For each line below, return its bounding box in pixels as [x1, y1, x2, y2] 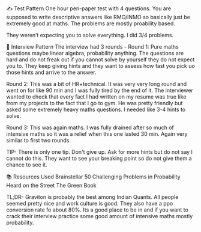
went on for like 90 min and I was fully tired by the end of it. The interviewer [6, 87, 193, 94]
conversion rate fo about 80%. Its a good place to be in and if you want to [6, 206, 189, 213]
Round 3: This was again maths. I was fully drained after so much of [6, 124, 174, 131]
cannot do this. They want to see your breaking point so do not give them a [6, 155, 192, 162]
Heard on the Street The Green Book [6, 182, 97, 189]
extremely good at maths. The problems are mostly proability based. [6, 20, 176, 27]
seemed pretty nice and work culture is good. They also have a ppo [6, 200, 173, 207]
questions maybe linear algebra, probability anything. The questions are [6, 50, 184, 56]
